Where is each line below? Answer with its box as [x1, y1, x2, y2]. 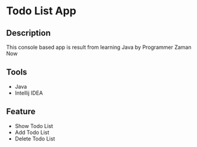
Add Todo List [14, 129, 50, 136]
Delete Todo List [14, 135, 56, 142]
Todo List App [6, 4, 76, 18]
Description [6, 28, 51, 38]
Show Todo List [14, 122, 54, 129]
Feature [6, 107, 36, 117]
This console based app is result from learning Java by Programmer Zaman [6, 43, 192, 51]
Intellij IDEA [14, 89, 43, 96]
